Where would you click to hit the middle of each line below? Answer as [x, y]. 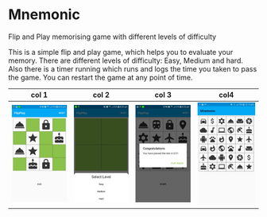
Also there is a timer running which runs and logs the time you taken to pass [133, 68]
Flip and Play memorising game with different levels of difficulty [112, 37]
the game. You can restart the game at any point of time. [101, 77]
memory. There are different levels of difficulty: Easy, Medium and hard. [126, 60]
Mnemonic [44, 15]
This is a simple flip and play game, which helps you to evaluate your [121, 52]
